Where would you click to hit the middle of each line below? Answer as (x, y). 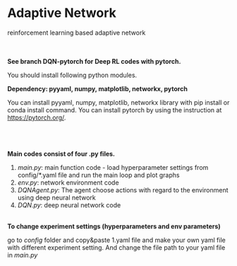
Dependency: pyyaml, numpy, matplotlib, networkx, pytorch (98, 88)
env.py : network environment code (68, 183)
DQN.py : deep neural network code (69, 205)
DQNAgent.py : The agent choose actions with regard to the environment (123, 190)
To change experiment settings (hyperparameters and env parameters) (114, 226)
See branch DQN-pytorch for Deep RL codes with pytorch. (94, 61)
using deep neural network (57, 197)
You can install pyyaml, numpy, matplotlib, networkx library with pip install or (119, 102)
